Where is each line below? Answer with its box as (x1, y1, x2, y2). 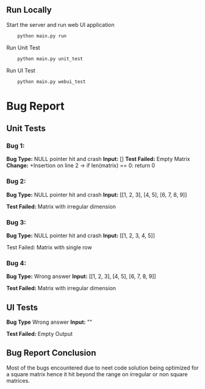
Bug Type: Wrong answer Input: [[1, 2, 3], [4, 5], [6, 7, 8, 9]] (6, 273, 157, 280)
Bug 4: (6, 259, 26, 267)
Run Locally (6, 5, 52, 15)
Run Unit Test (6, 44, 41, 51)
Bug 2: (6, 177, 26, 185)
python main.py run (17, 33, 67, 39)
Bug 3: (6, 218, 26, 226)
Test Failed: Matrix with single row (6, 243, 93, 251)
